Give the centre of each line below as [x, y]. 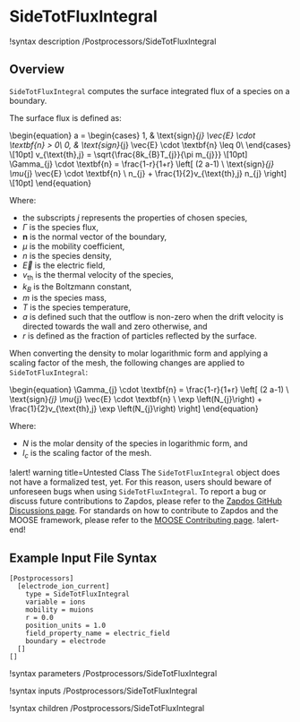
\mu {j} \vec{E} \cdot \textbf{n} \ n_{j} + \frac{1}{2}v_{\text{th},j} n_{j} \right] [148, 173]
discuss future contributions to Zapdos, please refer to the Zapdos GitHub [146, 501]
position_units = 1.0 [65, 625]
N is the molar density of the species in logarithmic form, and [135, 443]
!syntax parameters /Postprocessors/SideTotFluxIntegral [113, 673]
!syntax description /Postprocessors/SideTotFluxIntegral [113, 41]
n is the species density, [67, 255]
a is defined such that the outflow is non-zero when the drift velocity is [153, 317]
